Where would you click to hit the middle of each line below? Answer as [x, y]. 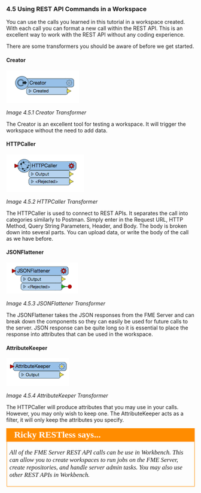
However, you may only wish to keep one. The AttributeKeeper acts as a [95, 414]
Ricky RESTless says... [57, 434]
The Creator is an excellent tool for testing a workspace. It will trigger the [96, 124]
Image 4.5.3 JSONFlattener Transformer [56, 303]
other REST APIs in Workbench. [50, 475]
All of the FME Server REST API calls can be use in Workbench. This [96, 452]
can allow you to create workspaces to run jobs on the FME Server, [94, 460]
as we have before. [30, 238]
